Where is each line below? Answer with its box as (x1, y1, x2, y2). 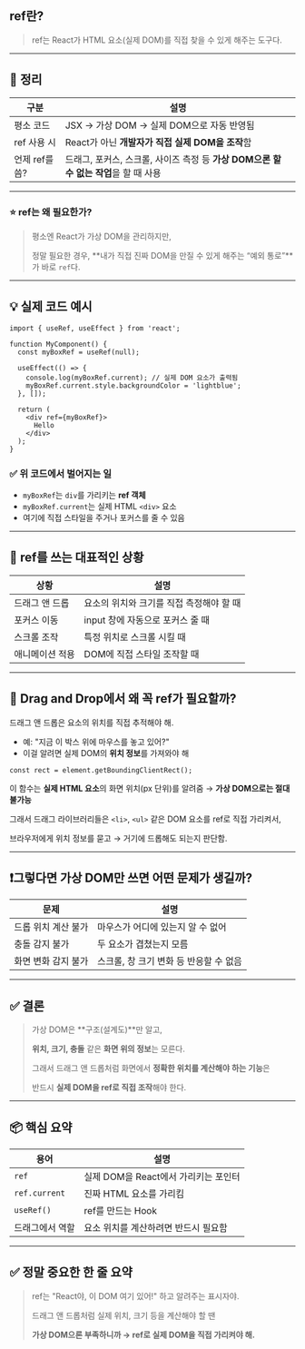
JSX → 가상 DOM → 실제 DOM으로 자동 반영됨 (64, 119, 255, 132)
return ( (17, 405, 51, 414)
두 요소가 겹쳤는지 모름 (96, 938, 189, 950)
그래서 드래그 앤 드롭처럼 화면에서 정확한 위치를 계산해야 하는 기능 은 (31, 1063, 271, 1074)
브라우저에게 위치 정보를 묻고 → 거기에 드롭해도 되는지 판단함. (9, 832, 228, 843)
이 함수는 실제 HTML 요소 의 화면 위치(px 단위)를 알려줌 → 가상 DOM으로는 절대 (9, 783, 290, 793)
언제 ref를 (14, 153, 54, 165)
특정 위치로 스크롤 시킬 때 (84, 630, 186, 643)
